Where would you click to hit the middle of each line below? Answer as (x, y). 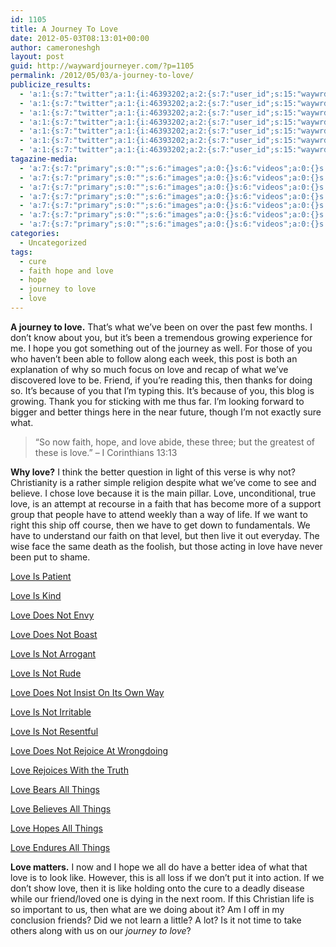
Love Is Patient (41, 576)
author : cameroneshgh (55, 47)
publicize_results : (51, 85)
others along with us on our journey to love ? (101, 930)
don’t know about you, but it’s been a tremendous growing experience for (161, 337)
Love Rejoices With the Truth (69, 770)
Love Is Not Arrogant (53, 653)
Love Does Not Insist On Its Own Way (87, 692)
